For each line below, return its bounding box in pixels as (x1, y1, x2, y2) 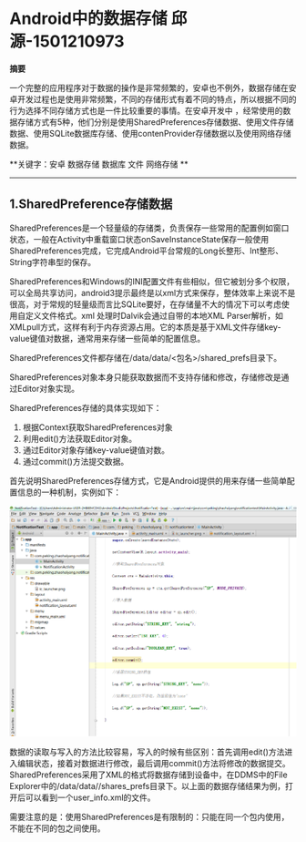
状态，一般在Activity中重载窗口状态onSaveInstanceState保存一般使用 (9, 233, 270, 244)
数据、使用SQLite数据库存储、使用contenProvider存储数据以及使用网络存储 (9, 128, 291, 139)
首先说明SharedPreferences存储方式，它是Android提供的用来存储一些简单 (9, 475, 287, 486)
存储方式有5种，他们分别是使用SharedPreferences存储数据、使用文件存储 (16, 116, 294, 128)
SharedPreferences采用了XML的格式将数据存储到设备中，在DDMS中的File (9, 769, 289, 780)
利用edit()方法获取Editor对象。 (22, 433, 138, 444)
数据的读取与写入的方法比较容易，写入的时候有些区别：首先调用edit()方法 (9, 746, 285, 757)
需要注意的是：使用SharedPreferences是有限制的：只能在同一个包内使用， (9, 812, 290, 823)
